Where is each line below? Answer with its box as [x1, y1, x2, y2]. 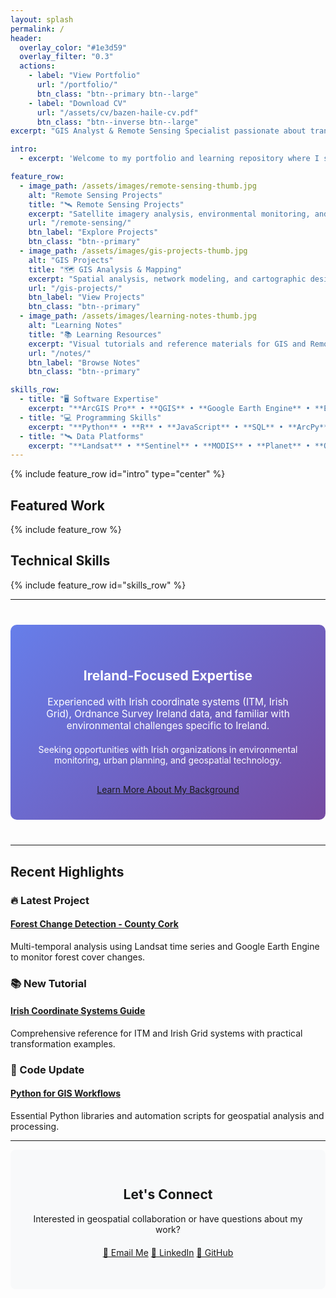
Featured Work [10, 497, 105, 514]
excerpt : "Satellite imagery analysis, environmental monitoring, [28, 209, 311, 219]
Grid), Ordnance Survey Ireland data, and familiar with [46, 707, 290, 721]
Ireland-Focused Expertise [83, 667, 253, 685]
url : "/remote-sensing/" [28, 218, 132, 228]
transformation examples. [10, 1037, 116, 1050]
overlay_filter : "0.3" [19, 52, 114, 62]
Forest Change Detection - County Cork [10, 918, 179, 930]
